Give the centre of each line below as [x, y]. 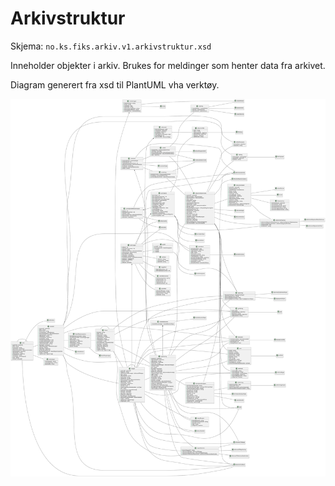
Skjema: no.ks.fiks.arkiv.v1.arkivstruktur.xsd [111, 46]
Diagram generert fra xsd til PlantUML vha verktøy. [115, 84]
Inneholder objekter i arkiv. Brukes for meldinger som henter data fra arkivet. [168, 65]
